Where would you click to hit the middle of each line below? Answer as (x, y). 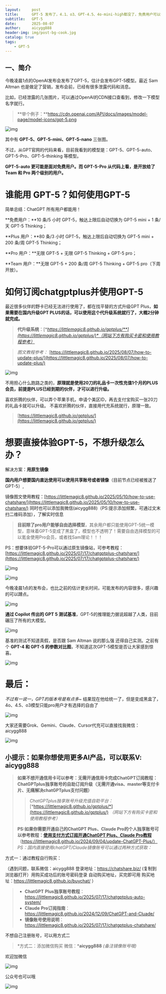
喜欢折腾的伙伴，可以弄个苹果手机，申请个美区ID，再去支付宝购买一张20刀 (82, 399)
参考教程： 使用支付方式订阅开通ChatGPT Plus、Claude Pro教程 (87, 835)
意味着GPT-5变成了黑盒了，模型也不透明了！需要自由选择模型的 (91, 531)
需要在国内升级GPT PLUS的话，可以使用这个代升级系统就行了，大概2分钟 (84, 313)
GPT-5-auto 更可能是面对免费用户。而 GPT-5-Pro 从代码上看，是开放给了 (80, 167)
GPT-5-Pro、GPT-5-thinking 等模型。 (43, 156)
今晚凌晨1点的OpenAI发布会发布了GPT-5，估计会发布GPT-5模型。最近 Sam (82, 81)
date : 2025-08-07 (30, 24)
